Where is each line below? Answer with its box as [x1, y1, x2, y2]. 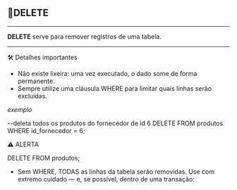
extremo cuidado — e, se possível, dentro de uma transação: [17, 175, 195, 183]
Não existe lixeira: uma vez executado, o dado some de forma [17, 69, 197, 77]
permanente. [17, 77, 55, 85]
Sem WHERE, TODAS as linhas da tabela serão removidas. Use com [17, 167, 215, 176]
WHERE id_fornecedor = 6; [7, 126, 85, 134]
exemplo [7, 105, 32, 113]
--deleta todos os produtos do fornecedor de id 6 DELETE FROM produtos [7, 119, 224, 127]
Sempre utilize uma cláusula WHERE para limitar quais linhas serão [17, 84, 212, 92]
